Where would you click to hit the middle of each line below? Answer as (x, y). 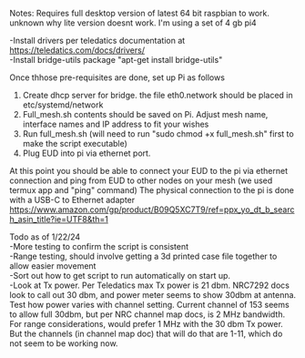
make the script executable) (75, 143)
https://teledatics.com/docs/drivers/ (77, 50)
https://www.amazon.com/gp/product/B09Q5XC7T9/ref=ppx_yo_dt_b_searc (152, 210)
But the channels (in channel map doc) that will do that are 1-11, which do (146, 333)
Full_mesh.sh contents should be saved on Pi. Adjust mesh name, (145, 114)
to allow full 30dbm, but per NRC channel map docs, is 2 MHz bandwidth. (147, 314)
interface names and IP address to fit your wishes (116, 124)
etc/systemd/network (63, 105)
